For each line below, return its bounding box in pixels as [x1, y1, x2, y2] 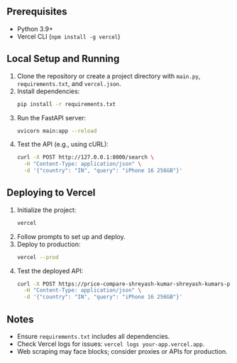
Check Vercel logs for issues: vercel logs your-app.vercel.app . [16, 340, 205, 348]
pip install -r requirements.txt [16, 100, 116, 107]
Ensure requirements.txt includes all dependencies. [16, 332, 170, 340]
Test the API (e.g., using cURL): [16, 140, 109, 149]
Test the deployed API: [16, 266, 84, 275]
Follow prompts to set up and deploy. [16, 232, 126, 241]
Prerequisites [6, 6, 67, 18]
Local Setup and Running [6, 53, 120, 65]
